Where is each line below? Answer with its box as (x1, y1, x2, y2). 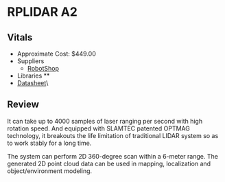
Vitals (7, 32, 33, 43)
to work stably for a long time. (7, 139, 92, 147)
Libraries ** (16, 71, 50, 80)
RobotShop (27, 65, 60, 72)
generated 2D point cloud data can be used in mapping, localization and (7, 159, 211, 168)
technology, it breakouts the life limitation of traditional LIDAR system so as (7, 131, 219, 139)
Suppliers (16, 57, 45, 65)
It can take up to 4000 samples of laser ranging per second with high (7, 117, 203, 125)
